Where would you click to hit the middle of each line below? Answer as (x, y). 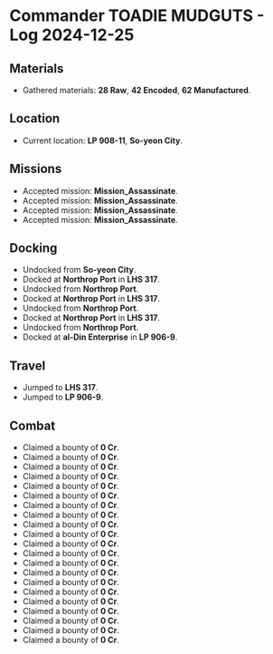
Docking (33, 249)
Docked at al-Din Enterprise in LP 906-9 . (100, 337)
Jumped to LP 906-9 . (63, 397)
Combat (33, 425)
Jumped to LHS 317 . (60, 388)
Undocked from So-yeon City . (79, 270)
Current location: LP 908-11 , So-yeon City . (103, 140)
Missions (36, 169)
